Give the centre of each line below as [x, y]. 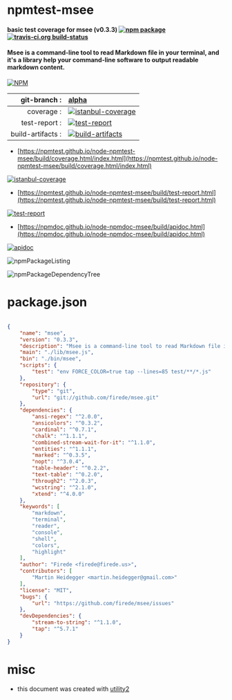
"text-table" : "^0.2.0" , [68, 475]
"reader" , [46, 526]
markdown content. [36, 67]
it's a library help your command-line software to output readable [103, 60]
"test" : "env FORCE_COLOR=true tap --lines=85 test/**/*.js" [122, 372]
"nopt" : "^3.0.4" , [58, 462]
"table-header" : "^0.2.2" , [71, 468]
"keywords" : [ [40, 507]
